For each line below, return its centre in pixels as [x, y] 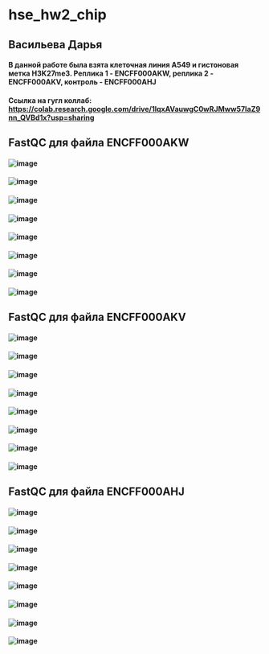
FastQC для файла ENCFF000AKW [99, 143]
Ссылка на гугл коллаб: [50, 100]
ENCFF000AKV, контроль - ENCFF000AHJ [82, 82]
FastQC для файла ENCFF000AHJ [96, 492]
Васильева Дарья [55, 45]
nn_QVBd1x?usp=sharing [51, 117]
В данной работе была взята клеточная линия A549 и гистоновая [124, 65]
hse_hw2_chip [57, 15]
